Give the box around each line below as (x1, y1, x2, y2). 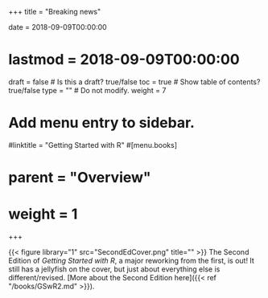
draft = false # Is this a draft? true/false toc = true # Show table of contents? (8, 76, 261, 87)
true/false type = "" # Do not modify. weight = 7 (8, 85, 167, 95)
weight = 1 (8, 205, 78, 223)
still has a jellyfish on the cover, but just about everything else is (8, 264, 221, 274)
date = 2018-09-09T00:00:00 (8, 22, 107, 31)
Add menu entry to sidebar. (8, 114, 196, 132)
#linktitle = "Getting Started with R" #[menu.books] (8, 140, 178, 149)
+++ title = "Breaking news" (8, 7, 101, 16)
